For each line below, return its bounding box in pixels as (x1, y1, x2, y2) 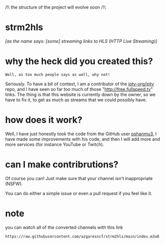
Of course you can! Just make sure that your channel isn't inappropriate (5, 175, 153, 181)
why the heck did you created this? (5, 56, 153, 67)
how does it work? (5, 114, 83, 126)
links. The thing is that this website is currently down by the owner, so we (5, 91, 156, 97)
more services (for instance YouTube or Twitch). (5, 141, 104, 147)
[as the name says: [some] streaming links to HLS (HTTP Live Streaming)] (5, 38, 158, 44)
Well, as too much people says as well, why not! (5, 72, 111, 77)
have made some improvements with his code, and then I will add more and (5, 136, 161, 142)
